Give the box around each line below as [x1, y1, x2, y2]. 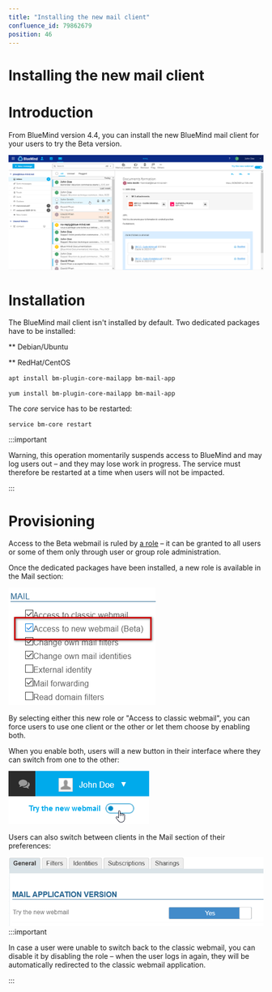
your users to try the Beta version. [8, 139, 122, 148]
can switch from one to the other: [8, 755, 120, 765]
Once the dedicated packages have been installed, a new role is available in [8, 563, 261, 573]
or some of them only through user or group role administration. [8, 547, 221, 557]
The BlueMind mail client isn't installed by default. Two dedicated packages [8, 318, 261, 327]
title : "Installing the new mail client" [8, 13, 151, 21]
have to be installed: [8, 327, 76, 336]
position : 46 [8, 30, 53, 38]
